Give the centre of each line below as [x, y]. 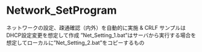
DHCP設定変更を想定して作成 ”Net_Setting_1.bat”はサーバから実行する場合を [101, 35]
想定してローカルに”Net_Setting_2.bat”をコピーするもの [75, 42]
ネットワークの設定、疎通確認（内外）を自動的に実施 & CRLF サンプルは [96, 27]
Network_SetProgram [62, 10]
